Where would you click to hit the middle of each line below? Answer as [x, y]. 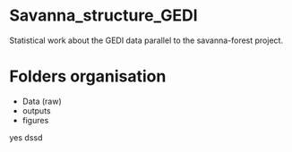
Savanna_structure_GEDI [103, 16]
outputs [36, 110]
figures [35, 120]
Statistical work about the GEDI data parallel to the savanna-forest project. [146, 40]
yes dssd [26, 137]
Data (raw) [42, 101]
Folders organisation [88, 76]
